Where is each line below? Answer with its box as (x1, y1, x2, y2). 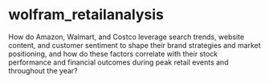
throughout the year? (8, 65, 78, 75)
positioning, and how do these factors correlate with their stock (8, 49, 218, 58)
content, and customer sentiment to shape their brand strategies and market (8, 40, 261, 49)
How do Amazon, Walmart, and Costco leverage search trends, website (8, 32, 245, 41)
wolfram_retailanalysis (8, 6, 165, 24)
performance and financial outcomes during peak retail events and (8, 57, 229, 67)
